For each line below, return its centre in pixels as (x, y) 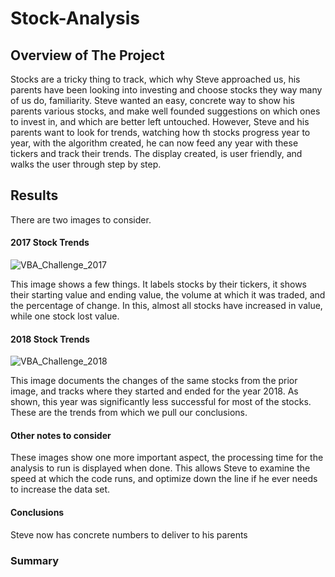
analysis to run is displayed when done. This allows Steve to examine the (160, 468)
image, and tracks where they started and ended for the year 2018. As (154, 391)
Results (34, 195)
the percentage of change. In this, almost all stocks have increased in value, (166, 306)
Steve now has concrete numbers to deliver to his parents (129, 534)
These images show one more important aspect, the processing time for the (167, 458)
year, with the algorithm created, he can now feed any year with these (154, 143)
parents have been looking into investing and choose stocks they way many (166, 90)
